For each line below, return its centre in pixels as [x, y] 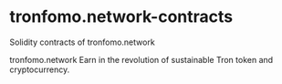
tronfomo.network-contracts [121, 17]
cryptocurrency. [40, 69]
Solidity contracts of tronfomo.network [82, 42]
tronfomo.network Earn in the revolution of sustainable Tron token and [141, 59]
